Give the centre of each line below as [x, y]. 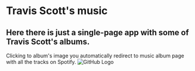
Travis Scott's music [57, 11]
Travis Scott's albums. [48, 41]
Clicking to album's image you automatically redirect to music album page [95, 56]
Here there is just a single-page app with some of [97, 33]
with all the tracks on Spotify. [41, 62]
